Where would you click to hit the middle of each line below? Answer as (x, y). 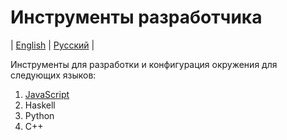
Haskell (40, 105)
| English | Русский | (52, 45)
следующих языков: (53, 75)
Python (39, 115)
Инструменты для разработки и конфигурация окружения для (144, 64)
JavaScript (47, 94)
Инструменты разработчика (136, 17)
